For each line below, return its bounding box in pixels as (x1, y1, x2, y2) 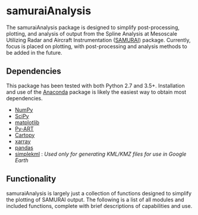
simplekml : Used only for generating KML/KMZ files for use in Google (14, 150, 187, 157)
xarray (14, 138, 31, 145)
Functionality (6, 174, 56, 184)
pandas (14, 144, 34, 151)
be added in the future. (6, 49, 62, 56)
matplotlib (14, 119, 40, 126)
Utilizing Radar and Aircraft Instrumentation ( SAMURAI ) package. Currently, (6, 36, 191, 43)
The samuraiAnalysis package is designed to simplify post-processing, (6, 24, 180, 31)
